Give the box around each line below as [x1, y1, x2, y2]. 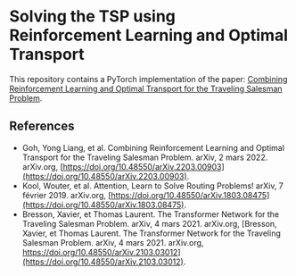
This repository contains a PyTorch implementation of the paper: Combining [9, 73, 288, 84]
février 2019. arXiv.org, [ [21, 189, 111, 200]
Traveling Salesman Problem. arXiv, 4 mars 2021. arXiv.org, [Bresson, [21, 218, 278, 229]
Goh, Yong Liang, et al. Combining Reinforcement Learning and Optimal [21, 142, 285, 153]
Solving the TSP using [9, 6, 177, 27]
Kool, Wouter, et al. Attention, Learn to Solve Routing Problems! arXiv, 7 [21, 180, 284, 191]
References [9, 119, 75, 134]
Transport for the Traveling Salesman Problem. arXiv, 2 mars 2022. [21, 152, 268, 163]
